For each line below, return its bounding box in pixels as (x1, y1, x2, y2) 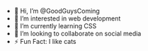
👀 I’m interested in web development (13, 14, 121, 23)
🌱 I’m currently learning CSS (13, 22, 97, 30)
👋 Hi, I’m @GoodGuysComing (13, 7, 101, 15)
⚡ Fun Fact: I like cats (13, 38, 76, 45)
